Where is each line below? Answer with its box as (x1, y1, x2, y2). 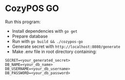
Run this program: (5, 19, 41, 25)
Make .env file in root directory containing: (12, 49, 97, 54)
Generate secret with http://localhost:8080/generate (12, 43, 121, 49)
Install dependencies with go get (12, 28, 78, 34)
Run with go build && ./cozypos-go (12, 38, 83, 44)
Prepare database (12, 33, 48, 39)
